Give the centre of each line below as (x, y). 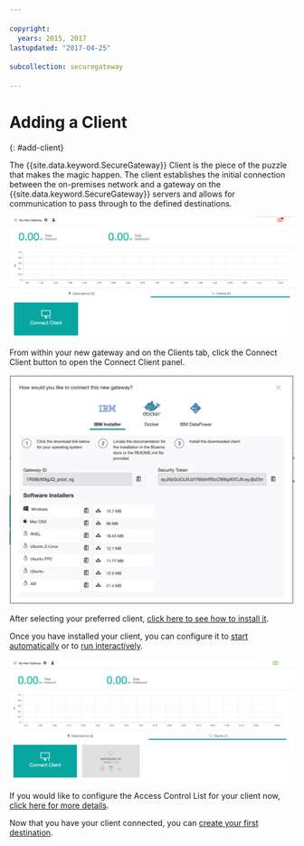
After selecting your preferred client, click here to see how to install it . (139, 619)
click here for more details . (59, 805)
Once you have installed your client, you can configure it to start (129, 636)
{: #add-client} (37, 147)
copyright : (30, 29)
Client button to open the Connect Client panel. (97, 361)
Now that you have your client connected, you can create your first (134, 823)
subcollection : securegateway (66, 67)
